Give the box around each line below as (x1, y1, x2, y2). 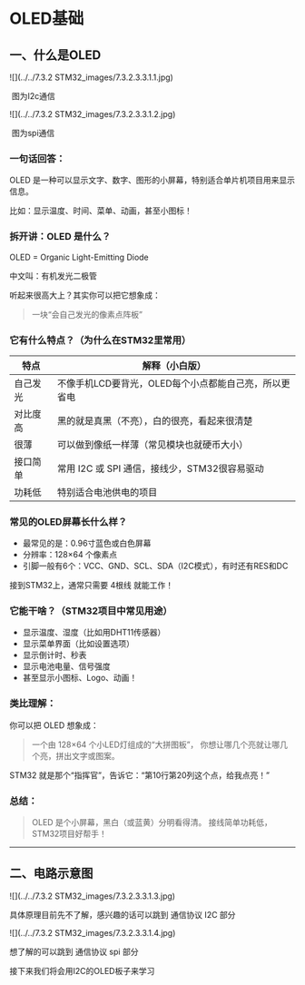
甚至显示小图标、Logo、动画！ (22, 673, 138, 684)
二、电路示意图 (9, 866, 93, 882)
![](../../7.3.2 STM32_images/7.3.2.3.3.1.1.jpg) (9, 72, 174, 83)
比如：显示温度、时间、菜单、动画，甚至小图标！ (9, 205, 192, 216)
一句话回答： (9, 152, 66, 164)
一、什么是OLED (9, 47, 102, 63)
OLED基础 (9, 8, 84, 29)
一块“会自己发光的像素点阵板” (31, 309, 143, 320)
